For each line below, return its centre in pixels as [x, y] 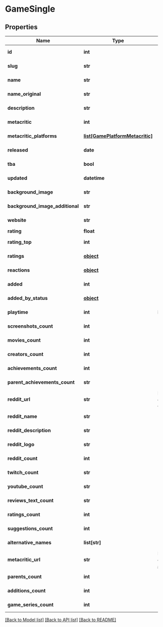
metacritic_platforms [32, 136]
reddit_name [22, 416]
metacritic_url [24, 559]
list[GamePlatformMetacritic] [118, 136]
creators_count [25, 354]
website [17, 220]
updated [17, 178]
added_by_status [28, 298]
